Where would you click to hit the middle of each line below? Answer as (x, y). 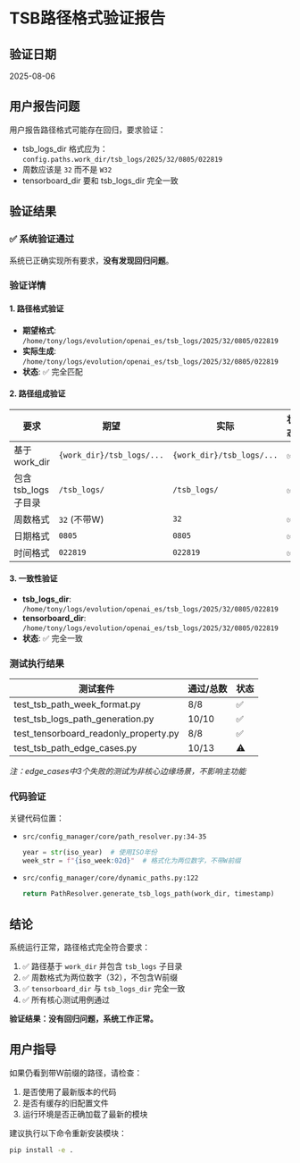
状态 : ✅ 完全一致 (52, 638)
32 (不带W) (81, 519)
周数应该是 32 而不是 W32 (67, 169)
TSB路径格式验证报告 (87, 18)
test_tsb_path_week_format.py (77, 704)
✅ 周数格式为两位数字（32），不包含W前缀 (100, 978)
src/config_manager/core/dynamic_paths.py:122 (110, 878)
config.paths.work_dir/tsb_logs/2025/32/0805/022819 (122, 159)
